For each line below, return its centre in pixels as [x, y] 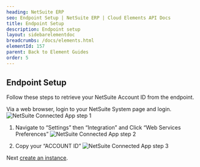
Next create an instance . [37, 158]
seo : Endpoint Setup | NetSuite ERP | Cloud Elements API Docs [89, 18]
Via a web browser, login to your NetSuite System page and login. [89, 109]
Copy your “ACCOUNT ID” [48, 146]
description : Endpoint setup [43, 29]
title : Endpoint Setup [35, 23]
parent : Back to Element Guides [47, 52]
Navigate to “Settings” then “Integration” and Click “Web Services [98, 128]
